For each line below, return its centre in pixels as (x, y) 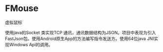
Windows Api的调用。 (31, 44)
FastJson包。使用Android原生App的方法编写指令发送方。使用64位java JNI (80, 39)
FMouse (22, 8)
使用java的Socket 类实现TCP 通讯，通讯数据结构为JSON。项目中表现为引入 (81, 32)
